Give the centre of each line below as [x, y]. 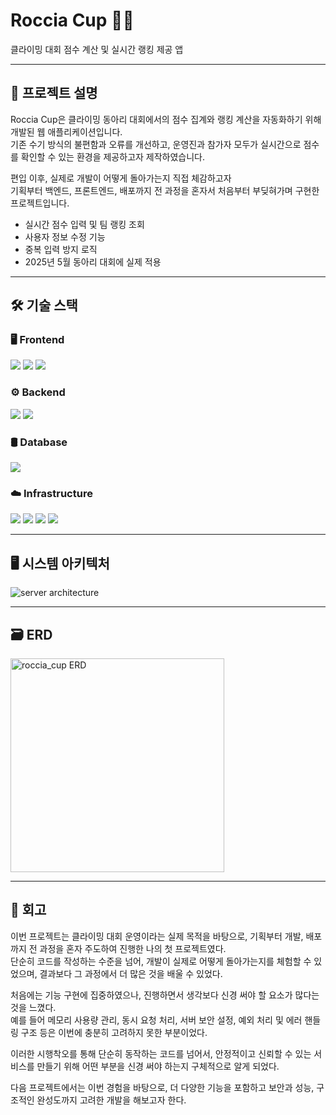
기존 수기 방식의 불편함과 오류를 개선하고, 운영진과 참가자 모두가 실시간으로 [156, 144]
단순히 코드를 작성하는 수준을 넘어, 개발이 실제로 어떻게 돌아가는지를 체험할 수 [161, 961]
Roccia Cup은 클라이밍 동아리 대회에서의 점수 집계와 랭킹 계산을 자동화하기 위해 [166, 119]
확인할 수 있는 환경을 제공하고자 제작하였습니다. [113, 156]
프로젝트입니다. [40, 203]
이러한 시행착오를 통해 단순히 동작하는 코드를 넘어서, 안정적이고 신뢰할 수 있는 [161, 1053]
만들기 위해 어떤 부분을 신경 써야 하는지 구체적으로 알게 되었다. [158, 1066]
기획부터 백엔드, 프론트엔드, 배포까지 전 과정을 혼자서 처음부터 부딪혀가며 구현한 [165, 190]
